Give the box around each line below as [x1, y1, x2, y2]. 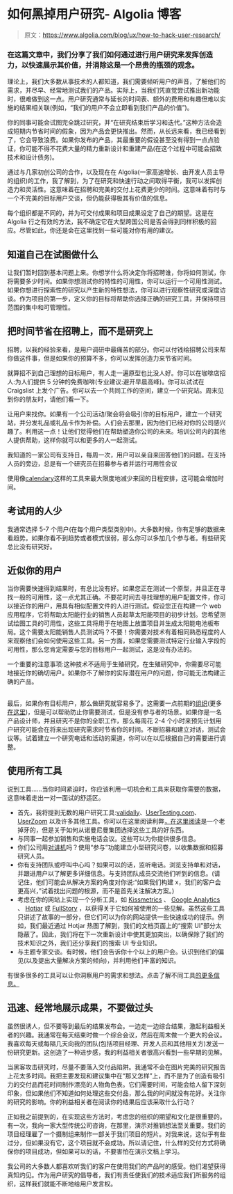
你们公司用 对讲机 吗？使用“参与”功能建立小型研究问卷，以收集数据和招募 [17, 843, 224, 851]
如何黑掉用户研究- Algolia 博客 [7, 6, 182, 22]
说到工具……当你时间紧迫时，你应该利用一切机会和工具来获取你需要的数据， [7, 785, 225, 793]
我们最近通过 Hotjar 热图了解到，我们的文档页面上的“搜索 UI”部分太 [29, 921, 222, 929]
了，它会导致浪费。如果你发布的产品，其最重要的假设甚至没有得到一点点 [7, 136, 214, 144]
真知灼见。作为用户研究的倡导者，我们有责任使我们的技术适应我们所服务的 [7, 1170, 220, 1179]
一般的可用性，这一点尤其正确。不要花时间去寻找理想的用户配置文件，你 [12, 593, 220, 602]
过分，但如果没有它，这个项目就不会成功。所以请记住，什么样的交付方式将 [7, 1138, 220, 1147]
